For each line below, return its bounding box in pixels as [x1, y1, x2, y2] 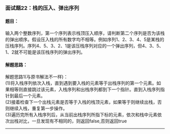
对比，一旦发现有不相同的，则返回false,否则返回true [18, 118, 127, 124]
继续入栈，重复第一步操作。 [9, 105, 67, 112]
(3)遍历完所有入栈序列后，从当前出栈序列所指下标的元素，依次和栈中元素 [5, 112, 158, 118]
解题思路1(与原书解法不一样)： [5, 74, 68, 80]
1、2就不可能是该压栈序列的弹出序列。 [5, 49, 86, 55]
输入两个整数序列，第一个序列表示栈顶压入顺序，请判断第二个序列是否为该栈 [5, 30, 165, 36]
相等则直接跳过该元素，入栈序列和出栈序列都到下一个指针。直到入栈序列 [9, 86, 160, 93]
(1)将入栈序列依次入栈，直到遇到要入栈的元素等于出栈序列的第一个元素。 [5, 80, 157, 86]
